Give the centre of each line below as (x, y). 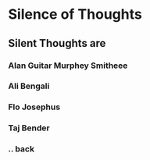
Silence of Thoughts (75, 14)
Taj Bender (29, 128)
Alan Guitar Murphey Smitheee (68, 66)
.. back (21, 149)
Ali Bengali (29, 86)
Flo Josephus (34, 107)
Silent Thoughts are (57, 43)
